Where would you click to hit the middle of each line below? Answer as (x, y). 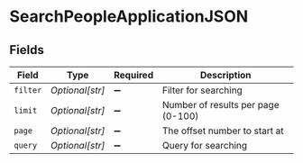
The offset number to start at (223, 131)
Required (134, 75)
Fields (27, 50)
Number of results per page (220, 105)
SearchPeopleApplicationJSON (129, 17)
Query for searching (205, 145)
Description (225, 75)
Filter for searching (202, 90)
